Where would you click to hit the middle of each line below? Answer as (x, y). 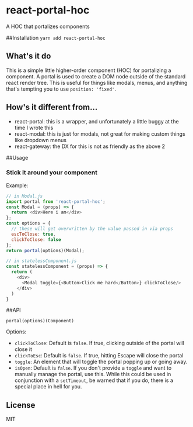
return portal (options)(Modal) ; (45, 250)
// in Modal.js (24, 196)
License (21, 405)
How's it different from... (52, 107)
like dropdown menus (41, 140)
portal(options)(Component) (40, 321)
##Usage (17, 157)
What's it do (29, 56)
